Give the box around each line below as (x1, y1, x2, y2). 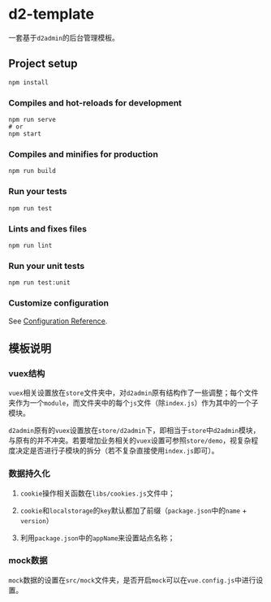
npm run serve (8, 115, 57, 124)
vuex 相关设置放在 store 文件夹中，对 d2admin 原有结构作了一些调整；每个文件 (8, 388, 259, 398)
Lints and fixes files (8, 223, 88, 234)
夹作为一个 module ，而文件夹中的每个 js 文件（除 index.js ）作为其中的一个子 (8, 398, 259, 408)
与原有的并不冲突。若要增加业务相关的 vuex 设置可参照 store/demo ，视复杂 (8, 435, 252, 445)
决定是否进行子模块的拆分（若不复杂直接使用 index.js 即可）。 (15, 446, 219, 456)
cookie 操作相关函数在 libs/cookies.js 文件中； (19, 488, 176, 498)
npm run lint (8, 241, 53, 249)
